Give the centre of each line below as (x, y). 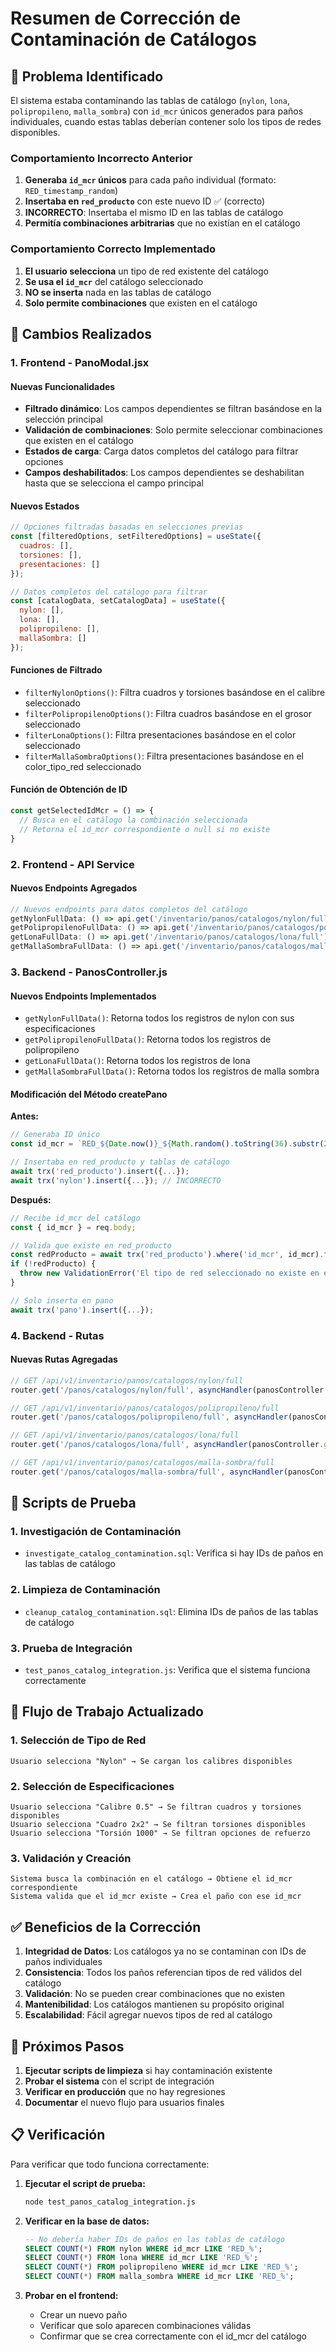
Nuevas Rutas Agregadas (64, 1359)
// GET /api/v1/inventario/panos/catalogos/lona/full (125, 1435)
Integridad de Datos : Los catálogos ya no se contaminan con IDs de (165, 1951)
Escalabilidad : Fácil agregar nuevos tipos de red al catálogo (148, 2015)
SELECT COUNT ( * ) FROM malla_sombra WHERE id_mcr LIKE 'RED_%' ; (159, 2277)
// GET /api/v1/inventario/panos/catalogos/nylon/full (127, 1380)
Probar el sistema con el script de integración (119, 2081)
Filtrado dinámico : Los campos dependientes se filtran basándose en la (173, 409)
